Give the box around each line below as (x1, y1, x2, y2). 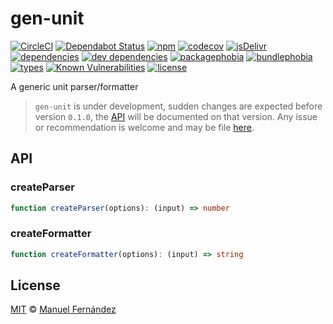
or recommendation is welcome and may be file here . (34, 121, 255, 133)
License (10, 277, 61, 294)
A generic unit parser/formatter (10, 80, 139, 92)
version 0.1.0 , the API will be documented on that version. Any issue (34, 110, 318, 122)
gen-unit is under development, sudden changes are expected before (34, 100, 323, 112)
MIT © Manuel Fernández (10, 303, 117, 316)
